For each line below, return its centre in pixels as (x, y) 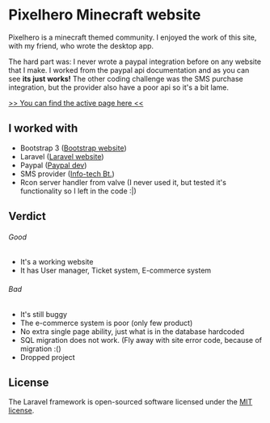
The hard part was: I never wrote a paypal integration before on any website (135, 61)
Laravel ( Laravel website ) (62, 156)
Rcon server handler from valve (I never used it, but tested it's (123, 182)
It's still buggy (43, 314)
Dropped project (47, 357)
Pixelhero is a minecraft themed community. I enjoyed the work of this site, (133, 37)
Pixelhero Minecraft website (105, 15)
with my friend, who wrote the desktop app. (81, 45)
